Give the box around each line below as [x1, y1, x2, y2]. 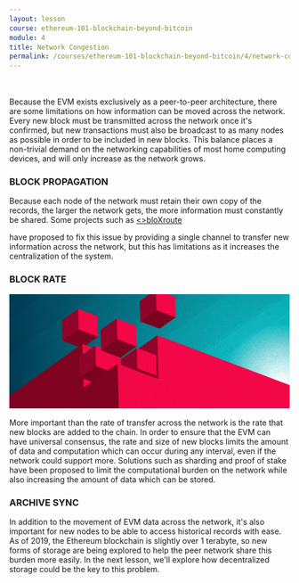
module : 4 [9, 33, 46, 42]
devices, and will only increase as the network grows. [9, 153, 206, 164]
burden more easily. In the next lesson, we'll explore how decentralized [9, 554, 270, 565]
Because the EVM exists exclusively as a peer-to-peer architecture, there [9, 96, 278, 107]
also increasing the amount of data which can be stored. [9, 473, 216, 485]
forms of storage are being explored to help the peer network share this [9, 545, 272, 556]
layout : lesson [9, 14, 66, 23]
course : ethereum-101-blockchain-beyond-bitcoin [9, 23, 193, 33]
